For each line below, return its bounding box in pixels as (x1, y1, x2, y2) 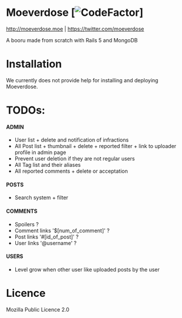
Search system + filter (14, 194, 69, 201)
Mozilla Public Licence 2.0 (6, 306, 69, 313)
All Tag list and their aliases (14, 162, 81, 169)
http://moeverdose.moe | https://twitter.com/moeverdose (6, 25, 144, 32)
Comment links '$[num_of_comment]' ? (14, 227, 110, 234)
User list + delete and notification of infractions (14, 136, 129, 143)
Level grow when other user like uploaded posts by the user (14, 266, 160, 273)
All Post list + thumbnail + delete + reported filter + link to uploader (14, 143, 177, 150)
